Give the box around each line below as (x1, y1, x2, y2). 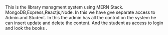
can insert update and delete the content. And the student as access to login (5, 20, 163, 26)
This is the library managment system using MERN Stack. (5, 4, 124, 10)
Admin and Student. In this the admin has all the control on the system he (5, 15, 156, 20)
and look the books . (5, 25, 48, 31)
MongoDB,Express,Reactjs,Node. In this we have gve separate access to (5, 9, 155, 15)
